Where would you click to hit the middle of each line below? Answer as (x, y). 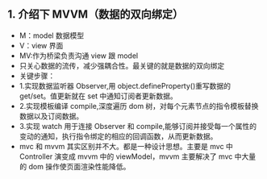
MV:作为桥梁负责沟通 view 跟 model (79, 56)
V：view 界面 (41, 45)
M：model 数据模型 (52, 35)
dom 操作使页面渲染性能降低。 (79, 166)
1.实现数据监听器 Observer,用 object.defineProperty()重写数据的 (125, 85)
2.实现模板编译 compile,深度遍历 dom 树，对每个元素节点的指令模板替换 (139, 106)
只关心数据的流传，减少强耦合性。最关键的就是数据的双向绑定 (122, 65)
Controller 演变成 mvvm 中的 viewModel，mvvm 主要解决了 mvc (126, 156)
